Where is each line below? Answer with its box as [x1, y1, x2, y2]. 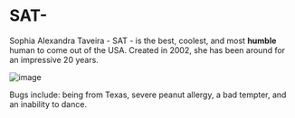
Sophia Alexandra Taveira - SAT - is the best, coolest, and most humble [9, 35, 277, 46]
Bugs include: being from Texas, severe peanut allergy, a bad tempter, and [9, 89, 287, 100]
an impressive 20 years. [9, 54, 100, 65]
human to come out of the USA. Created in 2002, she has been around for [9, 44, 286, 55]
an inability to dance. [9, 98, 88, 109]
